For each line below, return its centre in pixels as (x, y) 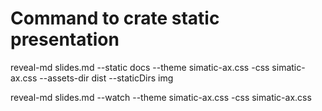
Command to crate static (115, 18)
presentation (65, 39)
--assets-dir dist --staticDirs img (106, 78)
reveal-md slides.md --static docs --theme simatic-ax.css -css (140, 67)
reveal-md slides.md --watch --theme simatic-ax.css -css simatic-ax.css (161, 97)
